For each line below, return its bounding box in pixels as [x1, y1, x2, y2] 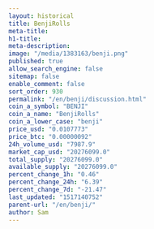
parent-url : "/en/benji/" [8, 201, 96, 209]
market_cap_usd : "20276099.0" [8, 148, 111, 156]
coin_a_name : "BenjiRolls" [8, 110, 100, 119]
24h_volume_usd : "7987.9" [8, 140, 96, 149]
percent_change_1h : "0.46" [8, 171, 100, 179]
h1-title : [8, 34, 42, 43]
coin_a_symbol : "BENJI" [8, 102, 89, 110]
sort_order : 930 [8, 87, 63, 96]
